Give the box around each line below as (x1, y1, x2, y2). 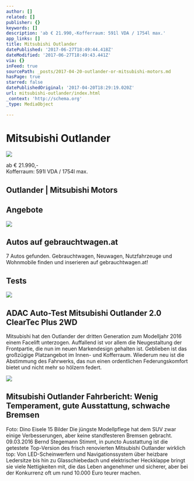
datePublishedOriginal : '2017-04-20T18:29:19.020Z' (6, 85, 134, 91)
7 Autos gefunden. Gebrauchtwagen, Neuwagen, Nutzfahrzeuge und (6, 253, 172, 260)
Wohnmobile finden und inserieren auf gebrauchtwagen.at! (6, 259, 148, 266)
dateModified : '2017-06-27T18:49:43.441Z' (6, 52, 111, 58)
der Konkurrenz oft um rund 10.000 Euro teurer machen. (6, 469, 141, 476)
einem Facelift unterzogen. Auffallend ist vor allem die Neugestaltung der (6, 339, 182, 346)
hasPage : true (6, 74, 41, 80)
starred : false (6, 80, 43, 86)
